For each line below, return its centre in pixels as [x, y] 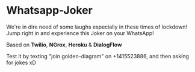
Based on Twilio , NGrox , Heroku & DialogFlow [64, 45]
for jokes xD [21, 62]
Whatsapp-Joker [50, 10]
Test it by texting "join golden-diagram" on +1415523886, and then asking [98, 56]
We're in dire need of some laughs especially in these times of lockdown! [97, 27]
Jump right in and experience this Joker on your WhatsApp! [80, 33]
